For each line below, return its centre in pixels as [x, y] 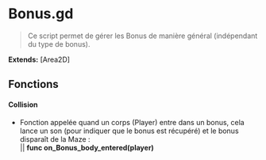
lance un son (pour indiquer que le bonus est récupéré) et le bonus [129, 131]
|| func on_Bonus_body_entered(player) [87, 147]
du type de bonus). [59, 44]
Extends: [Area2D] [39, 59]
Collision [23, 105]
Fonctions [34, 84]
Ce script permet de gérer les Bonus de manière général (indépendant [143, 36]
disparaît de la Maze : [55, 139]
